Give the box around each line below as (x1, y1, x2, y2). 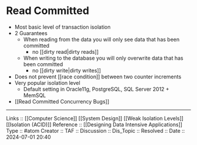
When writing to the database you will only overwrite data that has (23, 54, 184, 61)
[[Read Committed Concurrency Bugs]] (14, 98, 110, 105)
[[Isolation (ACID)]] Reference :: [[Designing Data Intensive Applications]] (6, 121, 183, 128)
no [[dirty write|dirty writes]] (32, 67, 101, 74)
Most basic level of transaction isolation (14, 23, 111, 30)
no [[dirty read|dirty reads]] (32, 48, 99, 55)
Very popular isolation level (14, 79, 80, 86)
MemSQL (23, 92, 46, 99)
